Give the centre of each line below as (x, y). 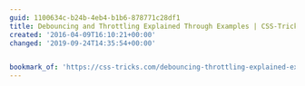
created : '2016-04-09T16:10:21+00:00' (83, 34)
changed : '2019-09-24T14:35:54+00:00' (83, 43)
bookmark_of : (34, 67)
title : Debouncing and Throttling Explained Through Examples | (133, 26)
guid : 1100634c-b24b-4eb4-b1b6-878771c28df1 (95, 18)
